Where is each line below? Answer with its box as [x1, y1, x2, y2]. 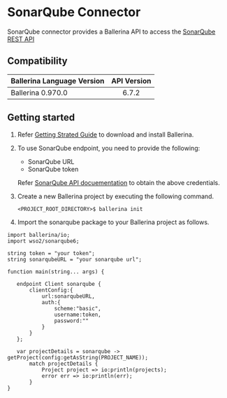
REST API [7, 34, 35, 43]
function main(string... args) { [7, 268, 105, 275]
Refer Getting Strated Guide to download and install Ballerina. [17, 130, 194, 139]
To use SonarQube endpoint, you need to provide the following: [17, 144, 200, 152]
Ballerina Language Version [10, 76, 105, 85]
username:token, [54, 311, 101, 318]
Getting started [7, 111, 75, 123]
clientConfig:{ [29, 287, 73, 294]
